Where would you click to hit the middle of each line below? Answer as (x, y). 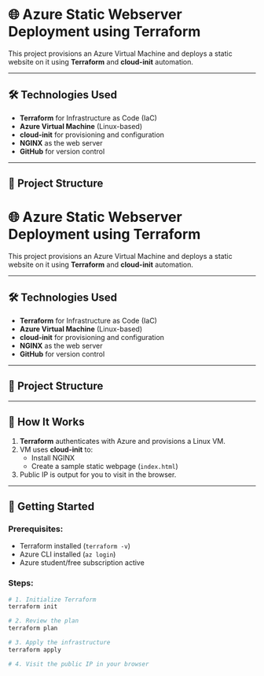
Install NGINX (53, 457)
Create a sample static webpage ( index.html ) (104, 466)
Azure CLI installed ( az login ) (68, 554)
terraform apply (35, 650)
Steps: (21, 583)
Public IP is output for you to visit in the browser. (98, 475)
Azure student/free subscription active (82, 563)
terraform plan (33, 628)
